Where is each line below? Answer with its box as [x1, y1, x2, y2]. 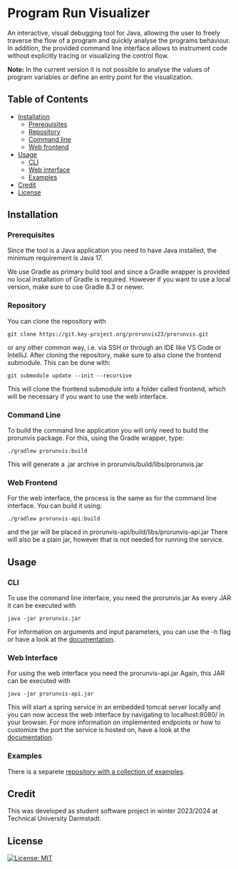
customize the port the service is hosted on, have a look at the [7, 726, 191, 734]
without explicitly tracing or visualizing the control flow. [7, 51, 170, 60]
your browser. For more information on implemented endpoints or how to [7, 718, 221, 726]
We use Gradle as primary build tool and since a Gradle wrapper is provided [7, 267, 230, 276]
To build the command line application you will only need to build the [7, 426, 209, 435]
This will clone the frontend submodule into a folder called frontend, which [7, 384, 227, 393]
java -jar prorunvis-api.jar [7, 690, 94, 698]
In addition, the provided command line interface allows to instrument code [7, 43, 228, 52]
